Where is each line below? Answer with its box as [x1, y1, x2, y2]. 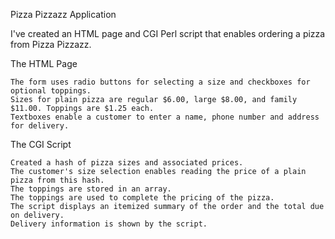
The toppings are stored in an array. [10, 184, 172, 194]
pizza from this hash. [10, 175, 105, 185]
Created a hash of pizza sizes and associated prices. [10, 158, 244, 168]
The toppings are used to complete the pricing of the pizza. [10, 193, 275, 203]
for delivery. [10, 121, 70, 131]
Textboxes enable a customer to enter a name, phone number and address [10, 112, 320, 122]
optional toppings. [10, 86, 92, 96]
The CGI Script [10, 139, 72, 150]
